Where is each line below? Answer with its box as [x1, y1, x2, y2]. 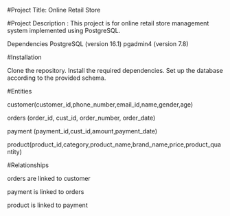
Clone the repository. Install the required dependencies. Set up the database [7, 67, 223, 74]
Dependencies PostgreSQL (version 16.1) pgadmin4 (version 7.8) [7, 40, 189, 47]
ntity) [7, 148, 23, 155]
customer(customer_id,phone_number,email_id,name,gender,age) [7, 100, 194, 109]
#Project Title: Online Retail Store [7, 6, 101, 14]
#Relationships [7, 161, 49, 169]
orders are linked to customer [7, 175, 91, 182]
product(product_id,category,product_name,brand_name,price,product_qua [7, 140, 222, 149]
